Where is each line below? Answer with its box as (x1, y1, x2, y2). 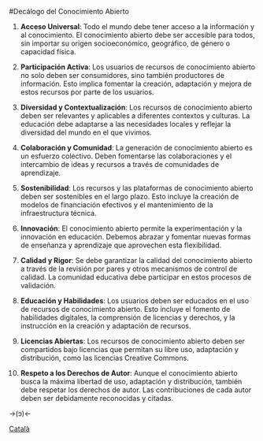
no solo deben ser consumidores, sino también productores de (20, 71, 225, 80)
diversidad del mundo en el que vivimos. (20, 128, 152, 137)
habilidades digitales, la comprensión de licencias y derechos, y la (20, 313, 235, 322)
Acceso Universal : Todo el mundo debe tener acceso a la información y (20, 22, 255, 31)
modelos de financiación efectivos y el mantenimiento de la (20, 200, 213, 209)
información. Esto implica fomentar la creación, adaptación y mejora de (20, 79, 252, 88)
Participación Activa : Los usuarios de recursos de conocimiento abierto (20, 62, 255, 72)
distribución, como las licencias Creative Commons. (20, 354, 190, 362)
